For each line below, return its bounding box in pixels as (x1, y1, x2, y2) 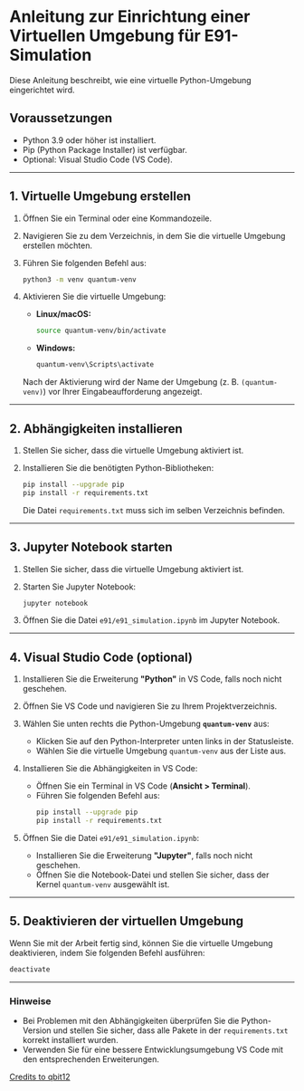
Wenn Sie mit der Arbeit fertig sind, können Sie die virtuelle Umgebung (9, 937, 273, 948)
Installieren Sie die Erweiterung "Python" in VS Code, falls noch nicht (22, 674, 282, 684)
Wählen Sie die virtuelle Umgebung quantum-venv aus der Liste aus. (35, 745, 287, 757)
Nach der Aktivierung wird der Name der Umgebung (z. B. (22, 377, 240, 388)
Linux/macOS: (35, 309, 92, 320)
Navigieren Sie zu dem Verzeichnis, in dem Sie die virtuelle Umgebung (22, 230, 286, 241)
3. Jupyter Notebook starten (9, 540, 173, 555)
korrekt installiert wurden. (22, 1034, 119, 1045)
